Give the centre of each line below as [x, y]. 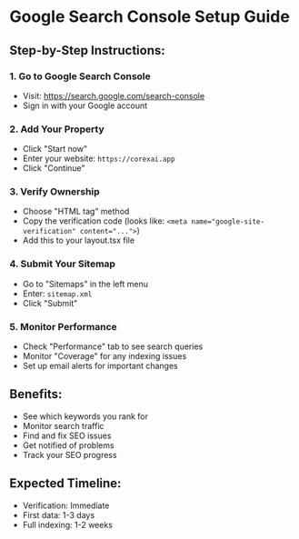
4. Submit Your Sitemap [63, 264]
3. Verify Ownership [55, 192]
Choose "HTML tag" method [76, 212]
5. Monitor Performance [64, 326]
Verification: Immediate [66, 505]
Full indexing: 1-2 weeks [68, 524]
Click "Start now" [55, 149]
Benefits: [36, 394]
